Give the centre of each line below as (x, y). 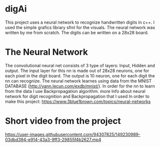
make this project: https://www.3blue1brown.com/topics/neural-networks (78, 101)
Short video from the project (63, 121)
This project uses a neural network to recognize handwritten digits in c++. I (80, 22)
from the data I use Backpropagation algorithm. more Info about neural (75, 91)
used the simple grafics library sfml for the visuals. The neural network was (80, 27)
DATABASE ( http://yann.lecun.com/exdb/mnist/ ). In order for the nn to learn (80, 86)
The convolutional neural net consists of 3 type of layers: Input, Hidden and (80, 65)
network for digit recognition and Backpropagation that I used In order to (77, 96)
